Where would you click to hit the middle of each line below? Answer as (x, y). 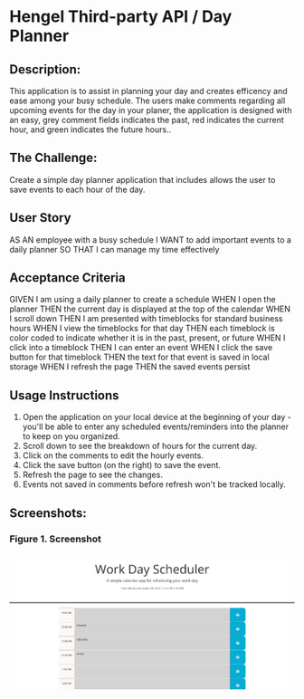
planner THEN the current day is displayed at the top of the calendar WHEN (150, 309)
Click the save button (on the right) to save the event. (122, 465)
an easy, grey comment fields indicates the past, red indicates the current (147, 120)
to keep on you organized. (71, 436)
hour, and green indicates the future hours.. (90, 129)
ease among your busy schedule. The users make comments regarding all (147, 101)
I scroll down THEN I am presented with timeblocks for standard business (146, 319)
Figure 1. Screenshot (55, 539)
